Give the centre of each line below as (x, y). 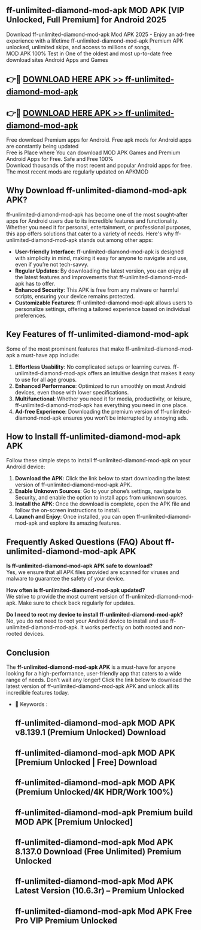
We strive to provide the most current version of (65, 597)
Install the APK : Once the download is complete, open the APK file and (102, 504)
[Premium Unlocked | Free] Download (86, 762)
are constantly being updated (42, 146)
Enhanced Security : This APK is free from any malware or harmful (97, 290)
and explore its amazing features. (80, 523)
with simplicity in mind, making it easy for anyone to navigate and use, (101, 258)
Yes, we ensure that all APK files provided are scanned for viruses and (93, 572)
